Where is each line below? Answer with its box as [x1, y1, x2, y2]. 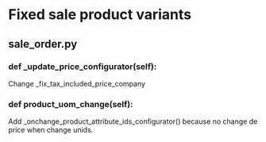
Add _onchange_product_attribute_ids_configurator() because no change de [8, 117, 258, 126]
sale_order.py [8, 37, 78, 51]
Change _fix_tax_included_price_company [8, 79, 145, 88]
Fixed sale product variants [8, 6, 192, 24]
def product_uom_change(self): [8, 98, 133, 109]
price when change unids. [8, 125, 94, 135]
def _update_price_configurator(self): [8, 61, 157, 72]
